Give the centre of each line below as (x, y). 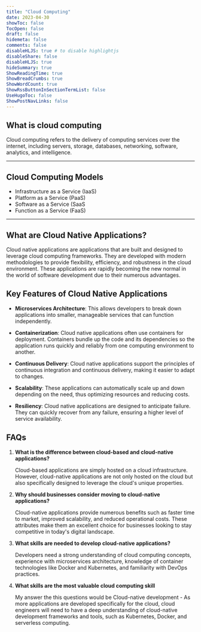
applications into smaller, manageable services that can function (94, 314)
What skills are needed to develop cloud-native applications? (92, 543)
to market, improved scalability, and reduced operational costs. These (101, 519)
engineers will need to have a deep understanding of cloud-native (96, 610)
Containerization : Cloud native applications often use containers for (99, 333)
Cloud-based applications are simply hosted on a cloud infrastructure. (101, 470)
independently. (33, 321)
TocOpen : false (25, 29)
